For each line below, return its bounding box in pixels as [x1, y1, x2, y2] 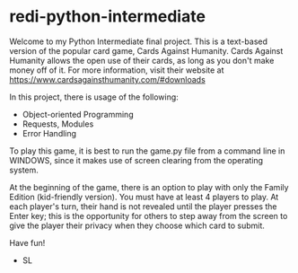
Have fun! [9, 237, 46, 248]
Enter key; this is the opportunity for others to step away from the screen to [9, 210, 288, 221]
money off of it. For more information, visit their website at [9, 65, 224, 75]
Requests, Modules [22, 119, 94, 129]
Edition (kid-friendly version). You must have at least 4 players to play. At [9, 191, 279, 202]
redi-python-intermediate [9, 6, 206, 27]
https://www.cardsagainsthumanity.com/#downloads [9, 74, 206, 84]
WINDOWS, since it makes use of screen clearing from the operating [9, 154, 263, 165]
